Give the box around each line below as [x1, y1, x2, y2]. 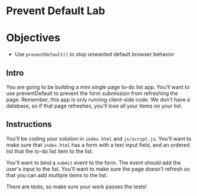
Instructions [6, 119, 52, 129]
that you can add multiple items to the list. [6, 171, 108, 178]
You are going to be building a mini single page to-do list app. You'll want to [6, 83, 190, 90]
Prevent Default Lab [6, 4, 106, 18]
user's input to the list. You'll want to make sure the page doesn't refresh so [6, 165, 191, 172]
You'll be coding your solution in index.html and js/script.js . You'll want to [6, 135, 192, 142]
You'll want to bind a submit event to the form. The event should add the [6, 159, 181, 166]
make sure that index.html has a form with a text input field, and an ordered [6, 141, 190, 148]
